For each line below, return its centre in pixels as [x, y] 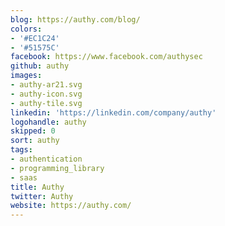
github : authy [40, 66]
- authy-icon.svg [46, 94]
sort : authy [35, 141]
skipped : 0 [33, 131]
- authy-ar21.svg [46, 85]
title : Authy [37, 187]
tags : [21, 150]
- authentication [46, 159]
